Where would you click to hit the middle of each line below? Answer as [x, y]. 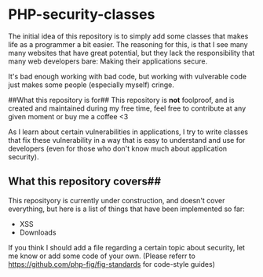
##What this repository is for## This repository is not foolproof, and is [122, 100]
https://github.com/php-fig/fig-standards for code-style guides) [112, 264]
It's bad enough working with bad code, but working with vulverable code [128, 76]
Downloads [38, 232]
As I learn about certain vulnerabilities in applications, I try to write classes [128, 132]
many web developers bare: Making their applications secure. [108, 61]
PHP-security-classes [82, 15]
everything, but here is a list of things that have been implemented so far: [126, 209]
